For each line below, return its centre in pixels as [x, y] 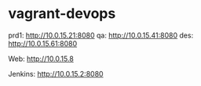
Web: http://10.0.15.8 [41, 59]
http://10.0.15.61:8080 [42, 43]
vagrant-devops [62, 14]
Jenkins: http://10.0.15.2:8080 [56, 73]
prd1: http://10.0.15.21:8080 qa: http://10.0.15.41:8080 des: [101, 35]
